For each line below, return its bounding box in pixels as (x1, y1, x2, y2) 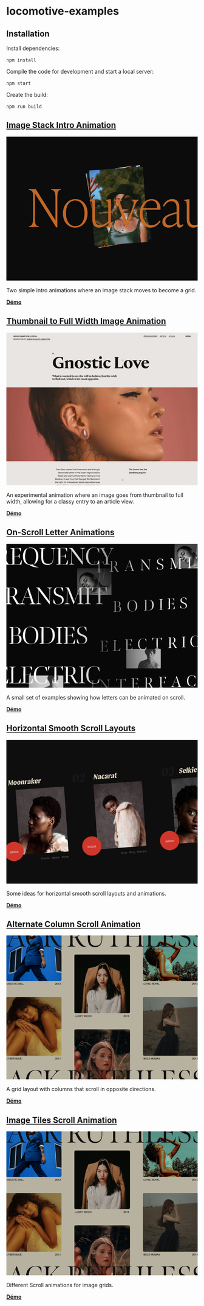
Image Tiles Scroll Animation (6, 1115, 117, 1125)
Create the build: (6, 91, 49, 98)
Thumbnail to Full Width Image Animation (6, 316, 166, 326)
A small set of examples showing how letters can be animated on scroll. (6, 693, 185, 701)
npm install (6, 57, 36, 63)
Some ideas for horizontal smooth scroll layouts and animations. (6, 890, 167, 897)
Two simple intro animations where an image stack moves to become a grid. (6, 286, 197, 293)
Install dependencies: (6, 44, 60, 52)
